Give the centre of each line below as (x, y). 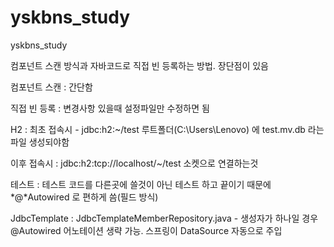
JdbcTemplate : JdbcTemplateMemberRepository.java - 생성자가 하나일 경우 (164, 218)
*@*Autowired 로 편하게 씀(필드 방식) (84, 197)
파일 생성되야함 (40, 142)
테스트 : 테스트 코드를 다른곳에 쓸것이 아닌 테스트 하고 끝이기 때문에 (141, 184)
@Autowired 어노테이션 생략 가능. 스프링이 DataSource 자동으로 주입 (146, 230)
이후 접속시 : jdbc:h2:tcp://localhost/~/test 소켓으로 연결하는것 (134, 163)
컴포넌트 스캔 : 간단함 (51, 87)
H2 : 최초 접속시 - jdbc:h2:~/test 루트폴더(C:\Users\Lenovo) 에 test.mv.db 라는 (167, 129)
